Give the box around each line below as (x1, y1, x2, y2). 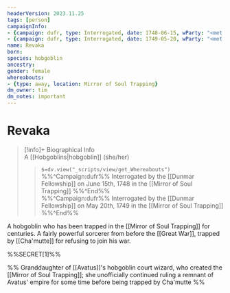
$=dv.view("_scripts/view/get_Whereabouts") (41, 166, 171, 173)
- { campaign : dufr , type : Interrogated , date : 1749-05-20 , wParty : (7, 36, 205, 43)
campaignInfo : (7, 23, 48, 30)
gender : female (7, 67, 51, 74)
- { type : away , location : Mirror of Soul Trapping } (7, 80, 158, 87)
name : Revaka (7, 42, 45, 49)
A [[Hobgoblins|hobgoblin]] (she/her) (23, 153, 130, 161)
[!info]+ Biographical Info (23, 145, 95, 153)
